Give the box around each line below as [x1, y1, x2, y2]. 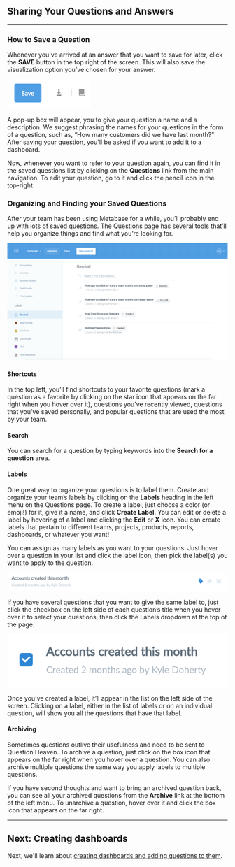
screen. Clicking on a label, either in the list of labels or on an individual [7, 701, 213, 710]
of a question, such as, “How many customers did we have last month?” [7, 131, 215, 139]
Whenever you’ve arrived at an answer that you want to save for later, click [7, 50, 223, 59]
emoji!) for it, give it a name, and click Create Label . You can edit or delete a [7, 508, 227, 516]
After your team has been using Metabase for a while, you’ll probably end [7, 215, 219, 223]
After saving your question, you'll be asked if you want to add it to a [7, 138, 201, 146]
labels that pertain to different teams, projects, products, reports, [7, 522, 194, 531]
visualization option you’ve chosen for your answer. [7, 66, 156, 74]
